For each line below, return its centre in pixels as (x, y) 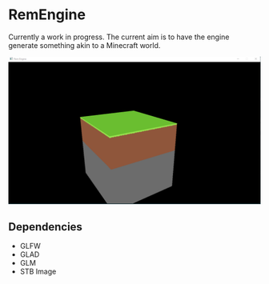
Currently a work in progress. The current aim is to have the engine (119, 37)
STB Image (38, 272)
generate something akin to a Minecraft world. (84, 45)
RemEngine (47, 15)
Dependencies (45, 227)
